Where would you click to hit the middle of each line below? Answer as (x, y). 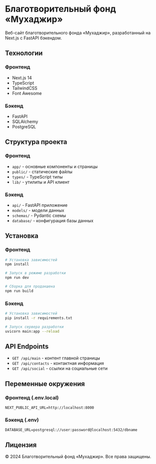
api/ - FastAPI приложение (40, 205)
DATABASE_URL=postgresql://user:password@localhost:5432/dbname (71, 430)
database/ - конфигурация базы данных (53, 220)
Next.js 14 (22, 78)
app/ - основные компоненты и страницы (55, 166)
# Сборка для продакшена (30, 286)
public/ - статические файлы (42, 172)
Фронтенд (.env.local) (32, 397)
